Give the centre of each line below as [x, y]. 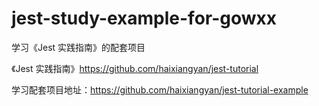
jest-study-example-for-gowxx [144, 18]
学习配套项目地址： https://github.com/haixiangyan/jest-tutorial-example [160, 89]
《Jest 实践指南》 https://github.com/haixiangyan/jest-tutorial [135, 68]
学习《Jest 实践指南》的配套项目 [78, 47]
